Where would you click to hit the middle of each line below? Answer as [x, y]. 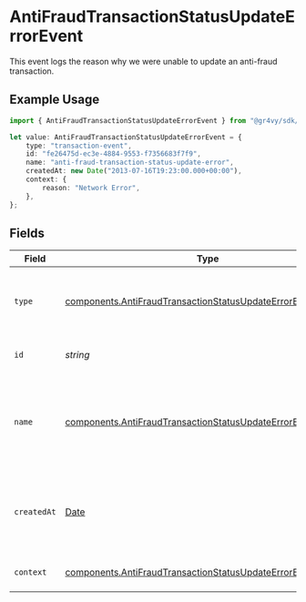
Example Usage [55, 100]
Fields [27, 233]
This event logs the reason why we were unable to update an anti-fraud [143, 61]
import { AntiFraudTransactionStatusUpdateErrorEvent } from [128, 120]
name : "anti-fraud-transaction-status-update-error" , [130, 163]
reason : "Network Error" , [92, 188]
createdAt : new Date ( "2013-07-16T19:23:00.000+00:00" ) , [134, 171]
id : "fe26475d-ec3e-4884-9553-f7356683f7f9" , [114, 154]
